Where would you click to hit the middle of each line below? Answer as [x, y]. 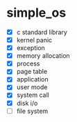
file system [32, 111]
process [28, 63]
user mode [32, 87]
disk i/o [27, 103]
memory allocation [43, 56]
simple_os [36, 13]
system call [33, 95]
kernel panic [34, 40]
